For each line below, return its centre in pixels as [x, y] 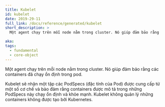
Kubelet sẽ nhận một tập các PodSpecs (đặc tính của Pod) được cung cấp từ [82, 83]
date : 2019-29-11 [23, 19]
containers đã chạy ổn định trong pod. [44, 74]
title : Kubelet [21, 10]
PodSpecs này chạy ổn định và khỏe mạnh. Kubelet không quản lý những [79, 94]
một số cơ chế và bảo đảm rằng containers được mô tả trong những [74, 89]
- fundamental [24, 50]
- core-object [24, 55]
